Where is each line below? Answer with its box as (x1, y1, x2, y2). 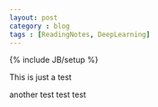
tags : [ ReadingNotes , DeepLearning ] (9, 30, 151, 39)
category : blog (9, 22, 70, 31)
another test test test (9, 89, 87, 100)
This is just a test (9, 72, 72, 83)
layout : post (9, 13, 58, 22)
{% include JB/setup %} (9, 55, 99, 66)
